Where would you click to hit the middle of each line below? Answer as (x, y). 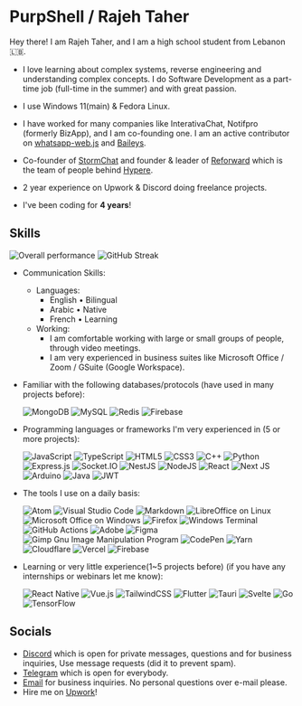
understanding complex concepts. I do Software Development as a (146, 79)
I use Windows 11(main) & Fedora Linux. (96, 106)
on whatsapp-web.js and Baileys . (84, 143)
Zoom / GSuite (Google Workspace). (117, 367)
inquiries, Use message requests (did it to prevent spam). (129, 663)
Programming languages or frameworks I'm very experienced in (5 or (151, 429)
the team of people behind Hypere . (88, 170)
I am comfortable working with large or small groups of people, (167, 338)
